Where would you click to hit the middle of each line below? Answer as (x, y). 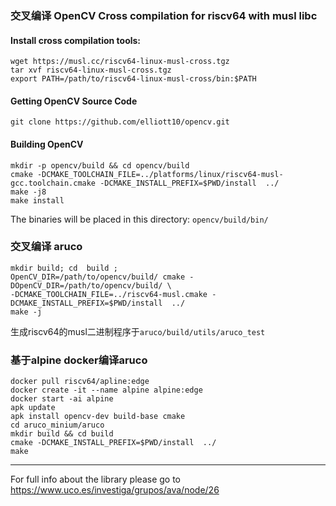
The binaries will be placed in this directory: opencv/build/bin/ (139, 219)
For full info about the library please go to (95, 479)
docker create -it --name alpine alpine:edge (106, 390)
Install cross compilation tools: (76, 40)
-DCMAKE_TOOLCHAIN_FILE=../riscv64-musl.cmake (109, 294)
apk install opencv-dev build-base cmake (98, 417)
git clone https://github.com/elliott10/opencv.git (120, 122)
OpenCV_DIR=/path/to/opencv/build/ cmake (98, 277)
